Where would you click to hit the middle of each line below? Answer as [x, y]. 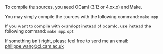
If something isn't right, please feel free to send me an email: [67, 41]
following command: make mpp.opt [40, 31]
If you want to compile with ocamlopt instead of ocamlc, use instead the [78, 26]
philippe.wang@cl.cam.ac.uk [34, 46]
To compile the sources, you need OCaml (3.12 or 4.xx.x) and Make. [74, 7]
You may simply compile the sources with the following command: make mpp [82, 16]
